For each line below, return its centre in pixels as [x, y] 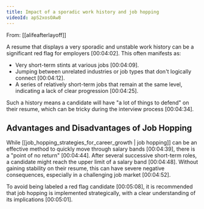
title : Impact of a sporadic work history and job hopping [83, 12]
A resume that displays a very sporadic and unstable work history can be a [100, 47]
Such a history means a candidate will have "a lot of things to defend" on [98, 102]
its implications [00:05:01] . [40, 200]
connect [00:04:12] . [40, 78]
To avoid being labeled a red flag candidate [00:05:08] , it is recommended [100, 187]
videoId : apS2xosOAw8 [34, 18]
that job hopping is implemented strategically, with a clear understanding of [101, 193]
